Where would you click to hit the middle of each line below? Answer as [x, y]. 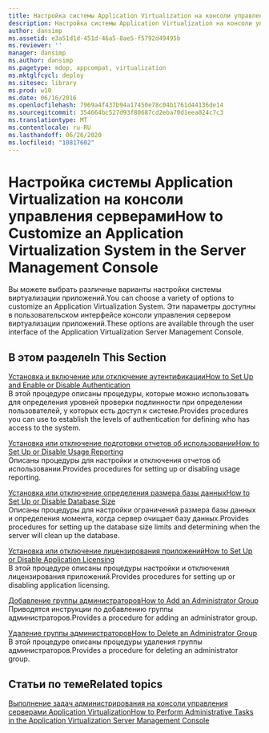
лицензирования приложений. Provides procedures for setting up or [122, 577]
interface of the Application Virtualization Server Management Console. [126, 332]
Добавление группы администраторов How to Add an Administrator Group [133, 601]
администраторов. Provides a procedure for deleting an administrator [123, 650]
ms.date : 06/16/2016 [43, 98]
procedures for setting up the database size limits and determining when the [134, 527]
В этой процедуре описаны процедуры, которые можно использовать [129, 394]
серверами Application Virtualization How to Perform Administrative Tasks [131, 712]
